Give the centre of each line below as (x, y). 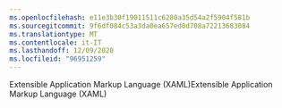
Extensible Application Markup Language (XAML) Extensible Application (141, 84)
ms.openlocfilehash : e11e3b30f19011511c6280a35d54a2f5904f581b (130, 17)
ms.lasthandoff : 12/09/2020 (62, 51)
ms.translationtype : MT (54, 34)
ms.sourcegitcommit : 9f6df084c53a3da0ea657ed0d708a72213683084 (130, 26)
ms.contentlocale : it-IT (56, 42)
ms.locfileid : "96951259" (57, 59)
